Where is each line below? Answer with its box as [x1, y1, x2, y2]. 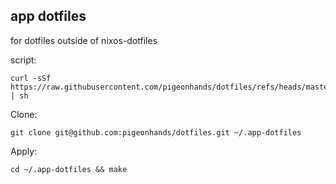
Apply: [10, 145, 38, 157]
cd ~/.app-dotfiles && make [10, 164, 128, 174]
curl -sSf [10, 73, 52, 83]
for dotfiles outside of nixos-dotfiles [10, 34, 158, 46]
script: [10, 54, 37, 66]
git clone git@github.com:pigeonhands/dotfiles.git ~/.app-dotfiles [10, 127, 302, 138]
